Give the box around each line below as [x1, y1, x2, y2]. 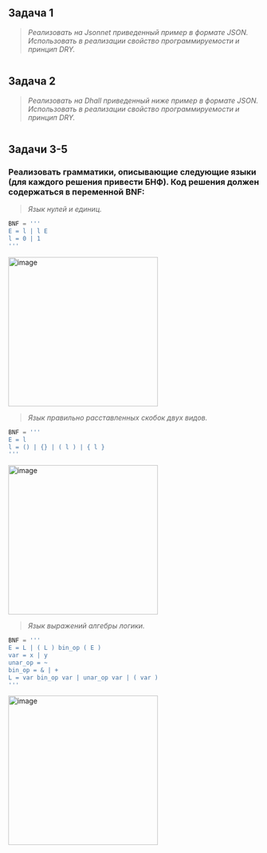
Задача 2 [8, 75, 56, 88]
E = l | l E [8, 227, 48, 236]
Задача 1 [8, 6, 54, 20]
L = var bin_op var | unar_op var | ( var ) [8, 673, 159, 682]
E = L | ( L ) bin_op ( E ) [8, 644, 102, 652]
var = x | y [8, 651, 48, 659]
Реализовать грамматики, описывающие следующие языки [8, 166, 257, 178]
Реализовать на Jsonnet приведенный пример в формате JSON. [27, 27, 249, 37]
